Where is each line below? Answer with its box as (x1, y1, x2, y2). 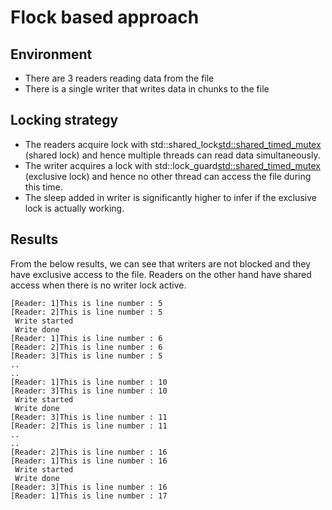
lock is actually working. (24, 202, 125, 214)
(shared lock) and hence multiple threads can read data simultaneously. (24, 149, 321, 161)
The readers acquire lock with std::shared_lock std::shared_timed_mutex (24, 138, 322, 150)
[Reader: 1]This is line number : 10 (10, 377, 168, 387)
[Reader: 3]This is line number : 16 (10, 482, 168, 492)
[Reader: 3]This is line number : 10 (10, 386, 168, 396)
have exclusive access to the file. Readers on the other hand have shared (10, 268, 312, 280)
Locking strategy (10, 112, 119, 129)
